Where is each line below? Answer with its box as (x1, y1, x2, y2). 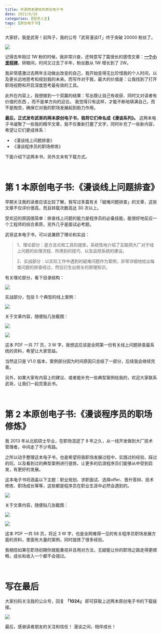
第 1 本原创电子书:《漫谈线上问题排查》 (5, 182, 159, 193)
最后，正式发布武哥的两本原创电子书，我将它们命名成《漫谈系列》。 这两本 (5, 115, 152, 121)
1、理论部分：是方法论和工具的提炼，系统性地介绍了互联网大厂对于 (16, 242, 150, 248)
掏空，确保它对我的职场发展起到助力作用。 (13, 105, 98, 111)
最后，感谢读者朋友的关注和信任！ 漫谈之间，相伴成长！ (5, 624, 116, 630)
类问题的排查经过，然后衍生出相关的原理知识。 (16, 265, 110, 270)
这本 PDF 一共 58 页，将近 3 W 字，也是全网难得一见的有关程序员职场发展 (5, 531, 152, 537)
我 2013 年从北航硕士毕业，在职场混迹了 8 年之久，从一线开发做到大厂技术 (5, 438, 153, 444)
